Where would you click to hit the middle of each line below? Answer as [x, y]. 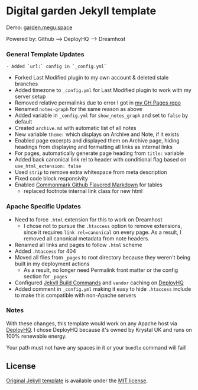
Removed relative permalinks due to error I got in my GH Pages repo [98, 103]
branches [26, 84]
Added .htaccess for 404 [45, 251]
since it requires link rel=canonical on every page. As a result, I [102, 232]
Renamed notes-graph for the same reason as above [79, 109]
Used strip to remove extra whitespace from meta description [91, 172]
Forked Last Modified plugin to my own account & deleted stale [92, 78]
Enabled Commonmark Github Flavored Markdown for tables [88, 185]
